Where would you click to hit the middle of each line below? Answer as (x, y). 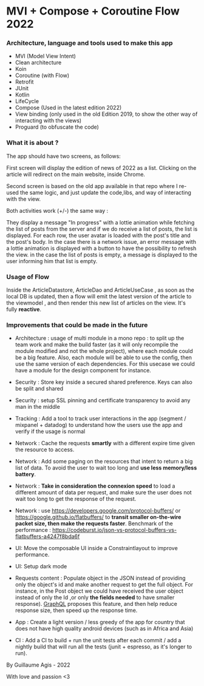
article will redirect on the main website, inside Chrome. (76, 174)
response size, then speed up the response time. (76, 610)
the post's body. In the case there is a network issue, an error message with (101, 241)
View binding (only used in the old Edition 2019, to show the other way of (106, 114)
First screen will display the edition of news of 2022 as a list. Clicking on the (101, 167)
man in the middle (38, 407)
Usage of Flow (28, 277)
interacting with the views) (48, 121)
